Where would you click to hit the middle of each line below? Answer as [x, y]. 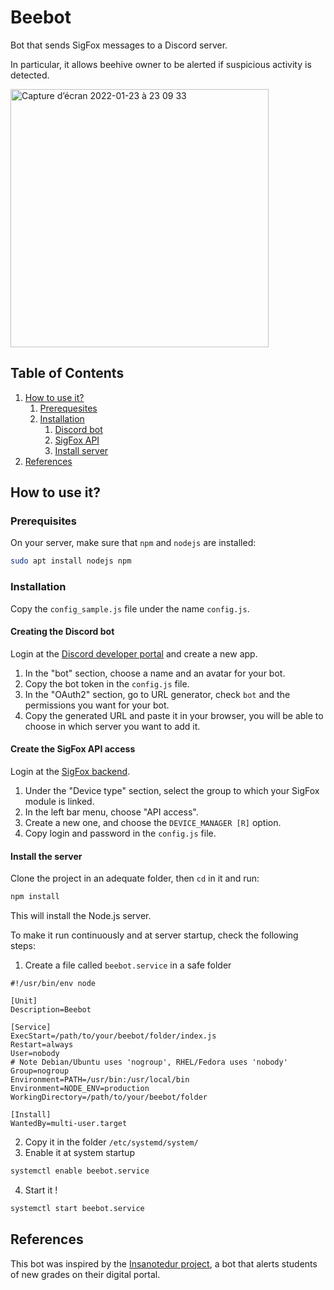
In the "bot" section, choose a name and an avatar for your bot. [155, 673]
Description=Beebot [51, 1010]
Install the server [46, 856]
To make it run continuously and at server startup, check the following [154, 935]
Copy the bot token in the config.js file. [107, 683]
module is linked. [59, 802]
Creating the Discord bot [62, 632]
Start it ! [41, 1190]
